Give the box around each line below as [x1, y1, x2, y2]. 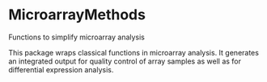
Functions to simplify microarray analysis [8, 32, 146, 42]
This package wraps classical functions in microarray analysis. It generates [8, 47, 259, 57]
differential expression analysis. [8, 64, 114, 74]
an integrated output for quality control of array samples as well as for [8, 56, 241, 66]
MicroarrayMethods [8, 6, 146, 24]
